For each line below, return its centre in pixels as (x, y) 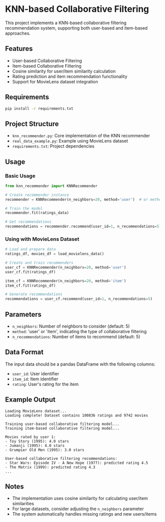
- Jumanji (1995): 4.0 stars (35, 446)
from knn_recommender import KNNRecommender (51, 186)
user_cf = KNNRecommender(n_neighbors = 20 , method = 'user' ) (66, 267)
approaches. (18, 33)
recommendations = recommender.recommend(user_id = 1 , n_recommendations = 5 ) (83, 226)
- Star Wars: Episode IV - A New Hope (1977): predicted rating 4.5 (77, 463)
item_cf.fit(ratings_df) (30, 285)
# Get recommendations (28, 222)
